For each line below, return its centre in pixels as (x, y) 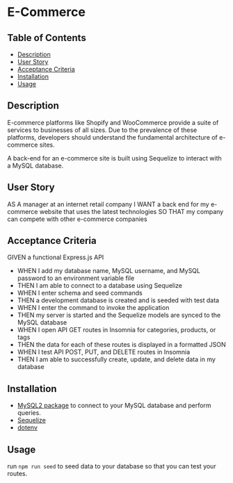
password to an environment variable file (76, 278)
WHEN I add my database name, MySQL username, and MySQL (109, 271)
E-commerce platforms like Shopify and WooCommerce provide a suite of (113, 122)
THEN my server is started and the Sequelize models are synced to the (119, 315)
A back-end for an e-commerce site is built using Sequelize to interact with (115, 158)
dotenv (27, 427)
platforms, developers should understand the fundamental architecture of (112, 137)
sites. (47, 145)
